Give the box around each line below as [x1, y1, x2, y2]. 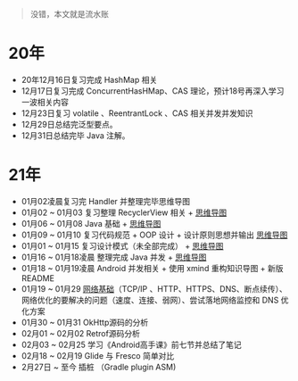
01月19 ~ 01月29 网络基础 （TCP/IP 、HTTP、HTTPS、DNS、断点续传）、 [21, 283, 287, 294]
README [21, 272, 55, 284]
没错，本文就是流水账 [29, 9, 109, 19]
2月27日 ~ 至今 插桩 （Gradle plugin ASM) [21, 361, 177, 372]
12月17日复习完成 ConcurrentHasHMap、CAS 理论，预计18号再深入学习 [21, 85, 285, 96]
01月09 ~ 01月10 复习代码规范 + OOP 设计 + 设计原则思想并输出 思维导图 [21, 229, 288, 240]
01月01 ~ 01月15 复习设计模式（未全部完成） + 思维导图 [21, 240, 224, 251]
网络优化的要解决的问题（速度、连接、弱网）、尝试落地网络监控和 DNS [21, 294, 279, 305]
